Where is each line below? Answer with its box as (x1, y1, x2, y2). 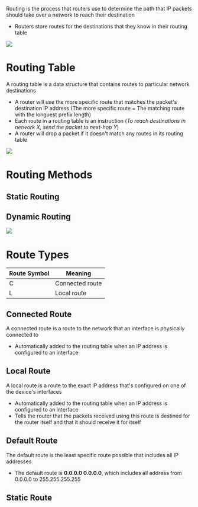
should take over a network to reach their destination (6, 11, 135, 18)
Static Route (6, 493, 52, 503)
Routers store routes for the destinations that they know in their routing (14, 23, 188, 30)
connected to (6, 331, 39, 339)
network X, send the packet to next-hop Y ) (14, 123, 119, 130)
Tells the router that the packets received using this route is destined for (14, 412, 190, 419)
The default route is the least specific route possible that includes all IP (6, 451, 179, 458)
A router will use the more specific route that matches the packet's (14, 98, 177, 106)
